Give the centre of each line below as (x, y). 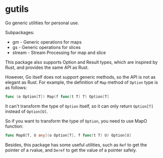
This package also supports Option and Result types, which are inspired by (81, 62)
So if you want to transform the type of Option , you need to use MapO (76, 121)
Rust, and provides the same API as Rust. (47, 67)
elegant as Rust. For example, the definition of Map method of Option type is (81, 82)
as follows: (16, 87)
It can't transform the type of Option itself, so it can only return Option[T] (79, 106)
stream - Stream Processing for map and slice (59, 53)
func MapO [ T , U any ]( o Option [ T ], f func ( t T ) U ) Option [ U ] (68, 135)
